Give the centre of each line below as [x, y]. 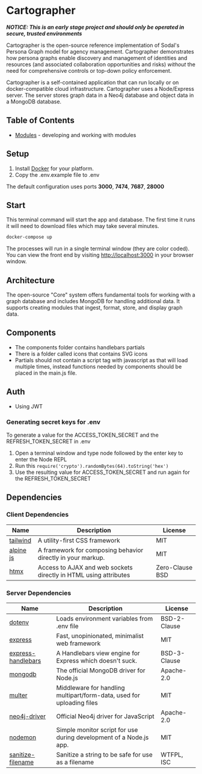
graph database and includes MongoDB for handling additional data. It [93, 301]
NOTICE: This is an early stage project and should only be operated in [95, 27]
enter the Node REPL [41, 459]
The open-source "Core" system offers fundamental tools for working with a [101, 295]
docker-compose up [29, 237]
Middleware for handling [90, 687]
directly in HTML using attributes [84, 575]
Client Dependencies [38, 515]
